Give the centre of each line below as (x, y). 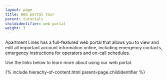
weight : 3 (15, 28)
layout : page (19, 10)
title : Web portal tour (30, 14)
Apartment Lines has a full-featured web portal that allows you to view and (82, 42)
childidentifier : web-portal (35, 24)
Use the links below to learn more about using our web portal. (69, 63)
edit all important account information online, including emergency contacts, (84, 48)
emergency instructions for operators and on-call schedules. (68, 53)
